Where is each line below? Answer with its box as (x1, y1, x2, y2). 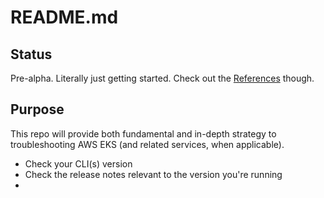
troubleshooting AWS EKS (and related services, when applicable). (10, 138, 285, 150)
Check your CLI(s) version (24, 157, 133, 170)
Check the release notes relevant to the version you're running (24, 168, 283, 180)
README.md (10, 6, 119, 29)
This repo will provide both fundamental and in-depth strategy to (10, 127, 277, 140)
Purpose (10, 101, 65, 118)
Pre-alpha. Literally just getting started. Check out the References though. (10, 72, 315, 84)
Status (10, 46, 53, 63)
